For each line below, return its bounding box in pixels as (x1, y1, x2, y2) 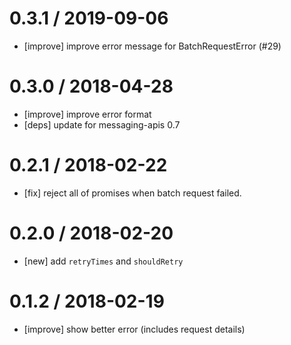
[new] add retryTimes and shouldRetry (23, 255, 184, 267)
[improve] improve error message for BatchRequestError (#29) (23, 40, 282, 52)
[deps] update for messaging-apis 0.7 (23, 118, 181, 131)
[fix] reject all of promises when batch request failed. (23, 187, 242, 199)
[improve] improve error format (23, 108, 152, 120)
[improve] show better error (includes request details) (23, 323, 246, 335)
